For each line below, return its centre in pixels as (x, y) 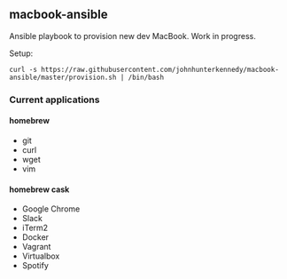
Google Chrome (51, 209)
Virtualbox (41, 256)
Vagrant (36, 247)
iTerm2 (35, 228)
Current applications (54, 100)
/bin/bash (146, 77)
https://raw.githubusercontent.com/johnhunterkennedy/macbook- (160, 69)
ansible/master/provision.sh (63, 77)
